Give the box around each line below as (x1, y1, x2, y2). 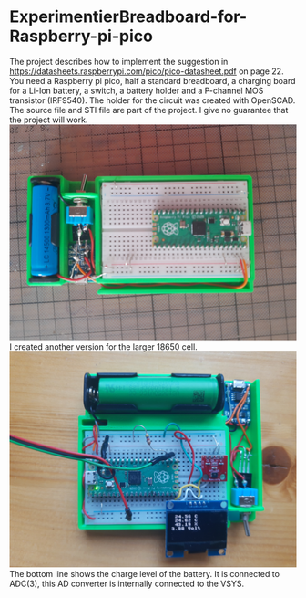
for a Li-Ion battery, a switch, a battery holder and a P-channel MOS (9, 85, 264, 96)
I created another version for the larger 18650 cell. (9, 341, 198, 352)
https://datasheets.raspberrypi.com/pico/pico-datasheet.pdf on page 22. (9, 66, 284, 77)
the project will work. (9, 114, 88, 125)
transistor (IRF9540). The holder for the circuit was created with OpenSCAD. (9, 94, 296, 106)
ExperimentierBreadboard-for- (9, 6, 248, 27)
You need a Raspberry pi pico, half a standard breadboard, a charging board (9, 75, 296, 86)
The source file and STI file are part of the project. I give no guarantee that (9, 104, 289, 115)
